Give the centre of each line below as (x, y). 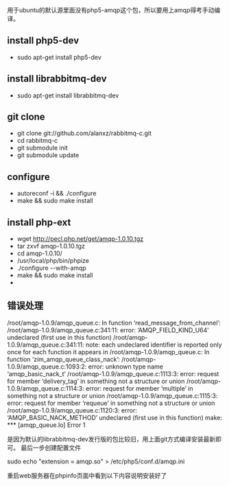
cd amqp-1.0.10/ (40, 253)
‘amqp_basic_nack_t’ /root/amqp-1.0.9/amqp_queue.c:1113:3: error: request (113, 373)
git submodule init (43, 148)
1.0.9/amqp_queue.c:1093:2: (47, 367)
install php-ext (39, 222)
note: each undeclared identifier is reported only (154, 345)
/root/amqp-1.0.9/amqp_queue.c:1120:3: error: (72, 410)
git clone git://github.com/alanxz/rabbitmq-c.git (84, 133)
